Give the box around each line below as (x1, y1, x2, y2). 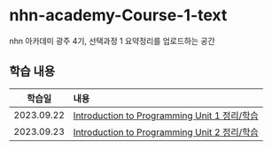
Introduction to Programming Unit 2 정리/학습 (73, 125, 259, 138)
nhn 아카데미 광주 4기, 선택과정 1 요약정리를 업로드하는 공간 (9, 35, 215, 46)
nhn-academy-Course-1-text (9, 5, 228, 26)
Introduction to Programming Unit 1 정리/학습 (73, 109, 259, 122)
